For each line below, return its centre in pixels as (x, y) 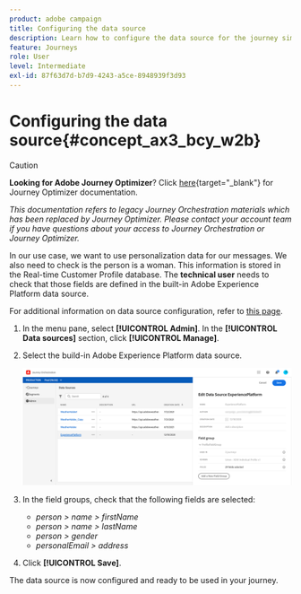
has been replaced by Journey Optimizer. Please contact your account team (150, 219)
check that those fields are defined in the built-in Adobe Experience (134, 284)
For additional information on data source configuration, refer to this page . (146, 310)
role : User (30, 57)
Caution (24, 165)
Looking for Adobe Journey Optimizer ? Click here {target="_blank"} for (142, 182)
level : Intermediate (48, 66)
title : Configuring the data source (77, 28)
